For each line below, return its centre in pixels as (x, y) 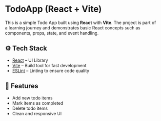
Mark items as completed (38, 103)
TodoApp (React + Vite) (53, 9)
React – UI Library (30, 60)
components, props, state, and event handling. (52, 33)
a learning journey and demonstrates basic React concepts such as (73, 27)
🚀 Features (22, 86)
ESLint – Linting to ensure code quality (50, 71)
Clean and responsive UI (37, 113)
